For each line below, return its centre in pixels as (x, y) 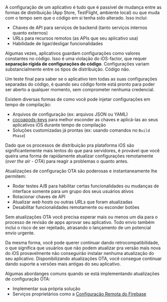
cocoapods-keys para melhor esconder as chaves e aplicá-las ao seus (85, 119)
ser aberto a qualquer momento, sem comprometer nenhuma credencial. (80, 89)
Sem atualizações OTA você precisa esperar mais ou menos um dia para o (82, 217)
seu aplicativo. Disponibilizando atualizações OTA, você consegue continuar (83, 258)
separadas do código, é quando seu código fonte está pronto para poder (80, 84)
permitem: (16, 176)
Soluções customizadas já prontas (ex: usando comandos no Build (81, 130)
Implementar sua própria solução (46, 288)
